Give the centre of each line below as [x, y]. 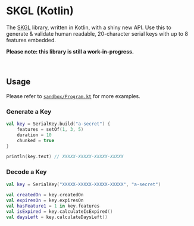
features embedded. [31, 40]
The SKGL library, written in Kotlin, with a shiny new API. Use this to [89, 27]
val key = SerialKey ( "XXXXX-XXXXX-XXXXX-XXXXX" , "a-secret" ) [84, 184]
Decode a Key [26, 172]
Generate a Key [29, 111]
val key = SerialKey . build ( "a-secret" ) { [58, 124]
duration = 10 [34, 135]
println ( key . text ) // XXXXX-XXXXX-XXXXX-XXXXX [65, 157]
